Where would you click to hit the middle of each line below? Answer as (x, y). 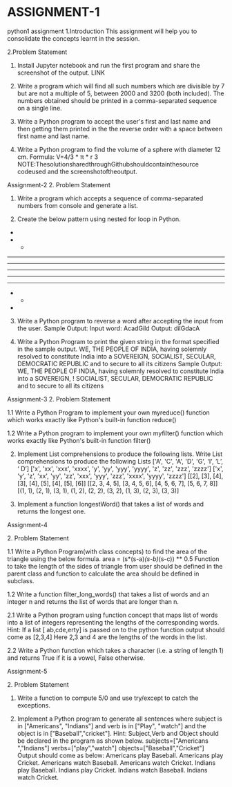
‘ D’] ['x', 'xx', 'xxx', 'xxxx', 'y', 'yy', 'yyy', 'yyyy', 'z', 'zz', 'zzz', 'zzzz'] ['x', (120, 468)
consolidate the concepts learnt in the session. (74, 38)
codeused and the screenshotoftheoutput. (77, 171)
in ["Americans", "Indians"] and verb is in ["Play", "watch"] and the (112, 726)
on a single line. (39, 108)
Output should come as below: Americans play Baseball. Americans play (120, 755)
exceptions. (33, 705)
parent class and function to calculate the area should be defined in (103, 573)
